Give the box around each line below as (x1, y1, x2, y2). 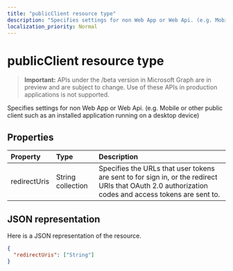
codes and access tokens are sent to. (98, 190, 221, 200)
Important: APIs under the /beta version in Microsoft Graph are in (24, 76, 212, 84)
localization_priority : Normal (7, 23, 98, 30)
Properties (7, 131, 54, 143)
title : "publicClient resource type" (7, 10, 116, 17)
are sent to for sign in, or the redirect (98, 173, 218, 182)
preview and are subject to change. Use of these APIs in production (24, 83, 218, 91)
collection (55, 181, 88, 191)
